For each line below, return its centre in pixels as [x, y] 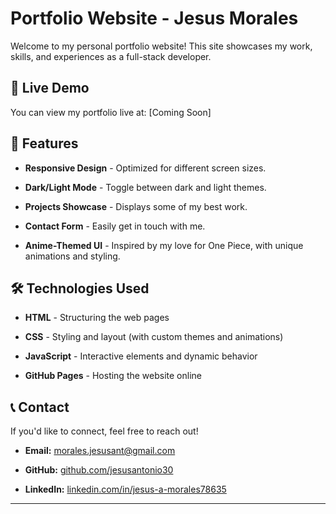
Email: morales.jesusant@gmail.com [100, 451]
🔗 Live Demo [50, 88]
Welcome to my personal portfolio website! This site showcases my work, [161, 46]
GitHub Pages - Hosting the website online [113, 376]
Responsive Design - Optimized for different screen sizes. [145, 168]
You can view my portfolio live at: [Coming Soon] [111, 112]
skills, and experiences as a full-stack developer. [111, 56]
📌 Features [44, 143]
